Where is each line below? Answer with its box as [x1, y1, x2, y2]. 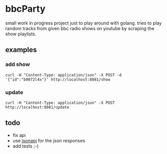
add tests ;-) [12, 143, 39, 149]
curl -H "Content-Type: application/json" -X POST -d [5, 72, 122, 78]
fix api [12, 132, 26, 138]
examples [5, 45, 37, 54]
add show [5, 61, 31, 68]
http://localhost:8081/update [5, 105, 70, 110]
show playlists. [5, 31, 37, 37]
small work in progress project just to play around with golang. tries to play [5, 20, 162, 26]
